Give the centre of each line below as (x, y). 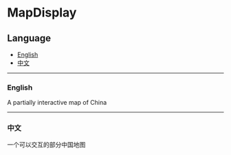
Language (29, 38)
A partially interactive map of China (57, 103)
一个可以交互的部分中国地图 (46, 144)
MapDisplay (42, 13)
